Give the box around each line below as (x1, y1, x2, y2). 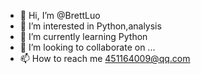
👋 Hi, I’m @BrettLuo (19, 10, 101, 21)
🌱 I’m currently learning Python (19, 31, 148, 42)
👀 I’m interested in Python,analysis (19, 20, 162, 32)
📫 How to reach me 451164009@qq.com (19, 53, 191, 64)
